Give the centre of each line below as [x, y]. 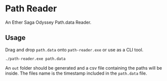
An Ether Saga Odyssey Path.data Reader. [48, 22]
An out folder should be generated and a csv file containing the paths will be [83, 68]
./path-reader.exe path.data [35, 59]
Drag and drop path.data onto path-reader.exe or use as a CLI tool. [74, 49]
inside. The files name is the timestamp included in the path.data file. [76, 73]
